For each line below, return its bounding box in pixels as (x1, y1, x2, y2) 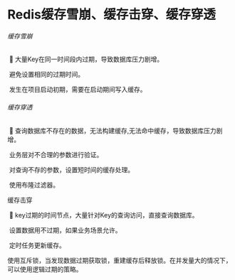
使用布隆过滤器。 (9, 181, 59, 189)
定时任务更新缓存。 (9, 241, 66, 249)
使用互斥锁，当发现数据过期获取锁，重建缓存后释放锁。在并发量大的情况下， (7, 256, 232, 264)
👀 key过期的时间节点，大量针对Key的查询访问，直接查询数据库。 (9, 210, 199, 219)
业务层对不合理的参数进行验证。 (9, 150, 103, 158)
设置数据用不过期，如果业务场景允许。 (9, 225, 122, 235)
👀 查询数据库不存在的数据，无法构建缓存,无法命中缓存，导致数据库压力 (9, 126, 217, 135)
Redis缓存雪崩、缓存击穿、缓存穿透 (7, 6, 216, 23)
